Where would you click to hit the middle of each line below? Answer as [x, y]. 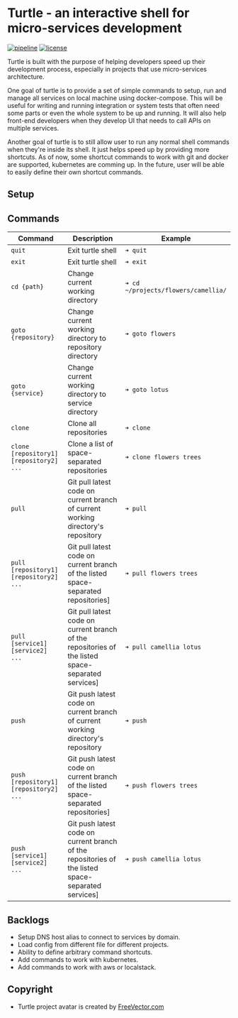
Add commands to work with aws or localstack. [87, 967]
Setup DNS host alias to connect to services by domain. [99, 937]
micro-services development [95, 28]
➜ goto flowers [151, 334]
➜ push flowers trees [161, 786]
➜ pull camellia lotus [163, 647]
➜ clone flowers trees [163, 457]
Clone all [82, 424]
